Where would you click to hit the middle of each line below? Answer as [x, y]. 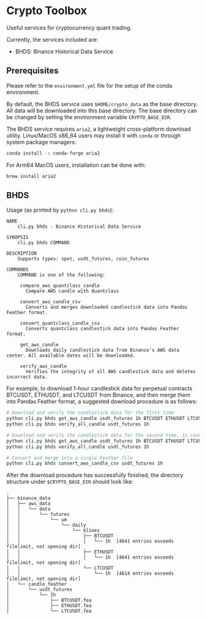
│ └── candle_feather [37, 584]
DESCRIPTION [21, 254]
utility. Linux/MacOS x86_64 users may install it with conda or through [93, 135]
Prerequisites [32, 71]
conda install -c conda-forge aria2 [53, 153]
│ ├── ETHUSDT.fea [49, 606]
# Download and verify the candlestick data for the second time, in [97, 435]
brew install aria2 [31, 176]
